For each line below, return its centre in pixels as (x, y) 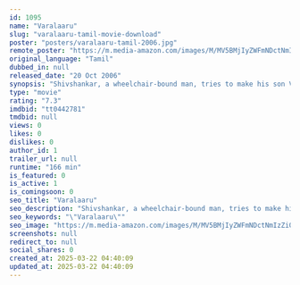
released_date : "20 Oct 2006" (66, 76)
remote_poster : (37, 51)
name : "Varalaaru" (43, 26)
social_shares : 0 (42, 250)
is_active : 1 (33, 184)
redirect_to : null (43, 242)
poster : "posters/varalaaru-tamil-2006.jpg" (93, 42)
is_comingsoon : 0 (42, 192)
